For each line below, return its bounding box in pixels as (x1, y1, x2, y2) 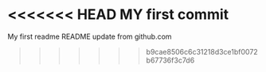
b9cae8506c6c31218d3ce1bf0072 (146, 47, 258, 56)
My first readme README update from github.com (7, 32, 172, 41)
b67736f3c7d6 (146, 55, 195, 65)
